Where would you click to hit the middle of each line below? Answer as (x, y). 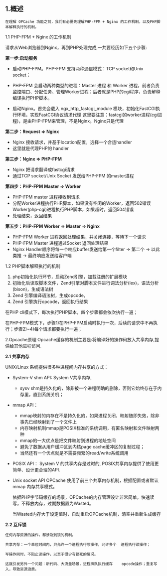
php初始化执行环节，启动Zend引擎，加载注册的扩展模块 (70, 277)
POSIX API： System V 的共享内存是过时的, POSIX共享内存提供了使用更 (85, 463)
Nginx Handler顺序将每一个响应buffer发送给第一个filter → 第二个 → (81, 249)
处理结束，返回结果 (32, 215)
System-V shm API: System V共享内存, (52, 377)
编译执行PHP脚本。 (32, 98)
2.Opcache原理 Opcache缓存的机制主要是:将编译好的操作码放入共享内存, (80, 339)
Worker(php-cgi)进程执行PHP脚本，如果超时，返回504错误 (73, 209)
